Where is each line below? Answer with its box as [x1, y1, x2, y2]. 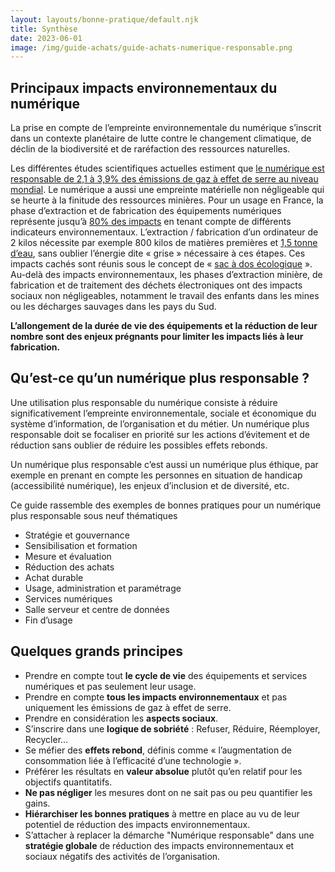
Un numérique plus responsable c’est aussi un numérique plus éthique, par [10, 458, 319, 470]
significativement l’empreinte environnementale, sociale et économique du [10, 407, 317, 419]
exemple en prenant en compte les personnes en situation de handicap [10, 469, 303, 481]
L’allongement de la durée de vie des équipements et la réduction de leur [10, 320, 318, 332]
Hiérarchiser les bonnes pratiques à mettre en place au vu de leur [24, 807, 300, 820]
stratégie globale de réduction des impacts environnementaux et [24, 839, 295, 851]
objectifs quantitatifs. [24, 776, 113, 788]
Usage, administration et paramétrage [24, 582, 182, 594]
